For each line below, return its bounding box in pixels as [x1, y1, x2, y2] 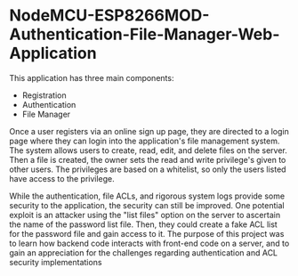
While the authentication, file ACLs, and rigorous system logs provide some [9, 191, 286, 201]
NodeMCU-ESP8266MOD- [9, 5, 210, 26]
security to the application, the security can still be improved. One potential [9, 199, 285, 210]
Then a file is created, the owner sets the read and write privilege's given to [9, 154, 286, 165]
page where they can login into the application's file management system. [9, 135, 280, 146]
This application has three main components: [9, 72, 174, 83]
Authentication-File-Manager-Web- [9, 24, 280, 45]
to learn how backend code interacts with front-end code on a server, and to [9, 238, 290, 248]
